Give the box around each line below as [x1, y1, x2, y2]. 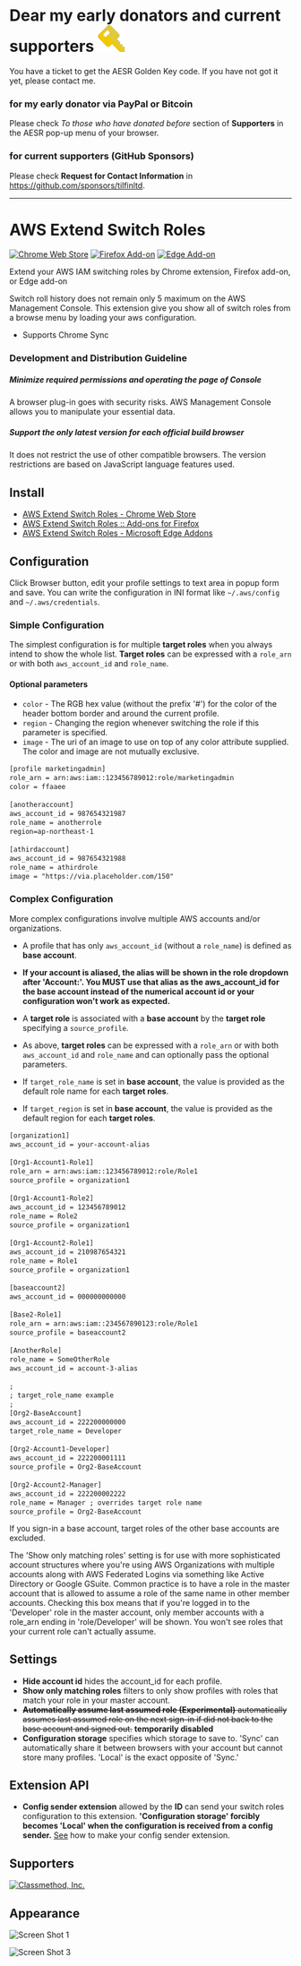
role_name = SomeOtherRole [9, 1354, 110, 1364]
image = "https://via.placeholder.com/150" [9, 872, 175, 881]
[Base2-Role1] [9, 1309, 63, 1319]
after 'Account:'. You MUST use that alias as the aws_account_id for [21, 976, 279, 987]
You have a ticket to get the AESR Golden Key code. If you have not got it [9, 65, 279, 76]
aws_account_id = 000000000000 [9, 1292, 126, 1301]
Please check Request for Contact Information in [9, 170, 193, 181]
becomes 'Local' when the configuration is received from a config [21, 1820, 273, 1832]
